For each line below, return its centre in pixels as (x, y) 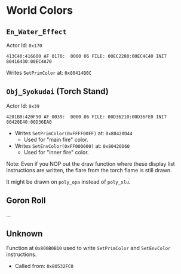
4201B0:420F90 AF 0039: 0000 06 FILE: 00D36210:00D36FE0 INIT (87, 117)
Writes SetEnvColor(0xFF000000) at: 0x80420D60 (72, 146)
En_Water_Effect (36, 32)
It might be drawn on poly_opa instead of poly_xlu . (68, 182)
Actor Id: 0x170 (24, 45)
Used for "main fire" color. (56, 139)
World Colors (40, 10)
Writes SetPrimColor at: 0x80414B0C (49, 73)
